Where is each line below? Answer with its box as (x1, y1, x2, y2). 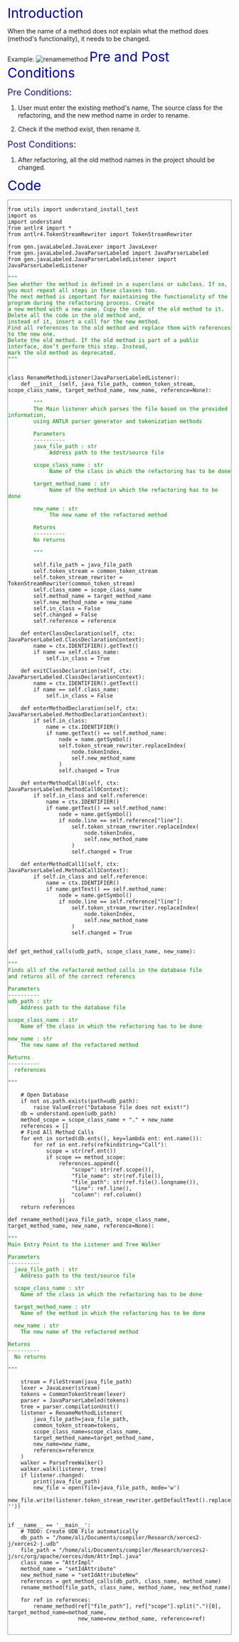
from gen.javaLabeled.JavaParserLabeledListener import (8, 256, 177, 263)
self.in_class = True (46, 655, 110, 662)
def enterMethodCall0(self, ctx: (20, 780, 119, 787)
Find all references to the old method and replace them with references (8, 324, 231, 331)
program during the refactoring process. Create (8, 299, 155, 306)
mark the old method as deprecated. (8, 349, 117, 356)
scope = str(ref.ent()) (46, 1147, 117, 1155)
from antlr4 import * (8, 224, 73, 232)
